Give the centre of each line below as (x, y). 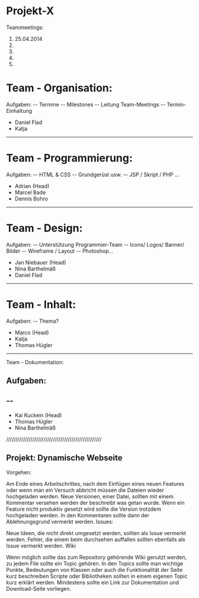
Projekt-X (30, 11)
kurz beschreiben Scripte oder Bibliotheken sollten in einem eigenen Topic (97, 576)
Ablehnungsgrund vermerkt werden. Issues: (60, 521)
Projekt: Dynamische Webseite (64, 458)
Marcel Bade (30, 192)
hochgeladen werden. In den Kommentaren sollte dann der (78, 515)
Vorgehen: (19, 472)
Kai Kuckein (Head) (38, 415)
